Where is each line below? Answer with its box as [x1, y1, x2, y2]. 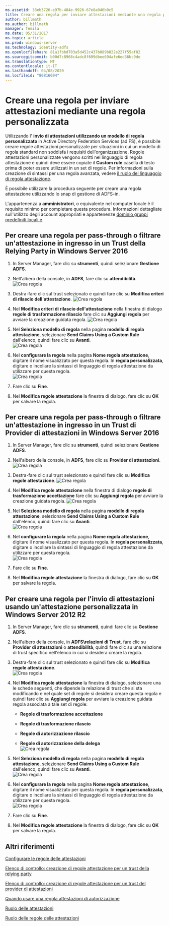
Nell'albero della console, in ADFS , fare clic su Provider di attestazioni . [12, 457, 161, 463]
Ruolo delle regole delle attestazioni [5, 915, 79, 921]
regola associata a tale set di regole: [12, 701, 88, 707]
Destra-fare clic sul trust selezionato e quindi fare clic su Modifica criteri [12, 290, 164, 296]
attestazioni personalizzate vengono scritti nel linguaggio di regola [5, 154, 143, 160]
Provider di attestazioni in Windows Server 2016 [5, 429, 159, 438]
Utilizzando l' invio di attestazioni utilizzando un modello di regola [5, 133, 144, 139]
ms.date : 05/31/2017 [5, 31, 49, 36]
